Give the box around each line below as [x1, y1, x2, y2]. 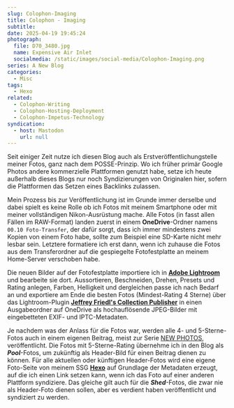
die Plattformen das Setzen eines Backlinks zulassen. [7, 182, 161, 190]
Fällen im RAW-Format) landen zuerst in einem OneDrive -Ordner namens [7, 218, 218, 227]
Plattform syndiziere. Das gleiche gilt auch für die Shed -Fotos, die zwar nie [7, 378, 224, 387]
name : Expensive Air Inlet [13, 50, 92, 56]
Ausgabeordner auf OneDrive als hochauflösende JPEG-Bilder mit [7, 305, 198, 314]
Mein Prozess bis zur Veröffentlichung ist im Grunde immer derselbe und [7, 196, 217, 204]
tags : [7, 82, 23, 89]
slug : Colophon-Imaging [7, 10, 77, 17]
